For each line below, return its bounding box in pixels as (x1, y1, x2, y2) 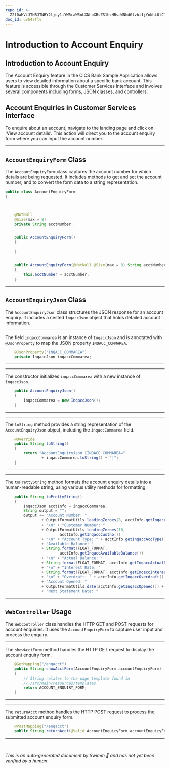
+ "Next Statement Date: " (41, 589, 99, 594)
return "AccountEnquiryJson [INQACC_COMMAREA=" (23, 451, 125, 456)
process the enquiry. (5, 632, 49, 638)
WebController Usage (5, 607, 72, 616)
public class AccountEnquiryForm (5, 189, 76, 194)
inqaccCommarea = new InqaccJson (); (23, 397, 101, 403)
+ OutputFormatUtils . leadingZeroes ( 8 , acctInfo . (41, 518, 146, 523)
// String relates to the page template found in (23, 675, 130, 681)
